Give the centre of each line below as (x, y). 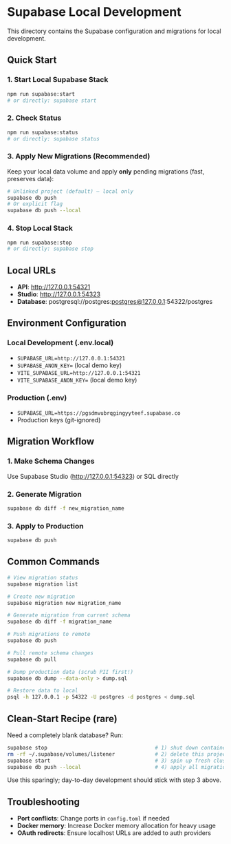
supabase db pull (32, 659)
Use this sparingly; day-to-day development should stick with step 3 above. (114, 780)
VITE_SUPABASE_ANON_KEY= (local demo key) (77, 380)
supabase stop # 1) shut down (102, 748)
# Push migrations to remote (49, 635)
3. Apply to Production (45, 526)
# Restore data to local (43, 691)
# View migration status (43, 577)
